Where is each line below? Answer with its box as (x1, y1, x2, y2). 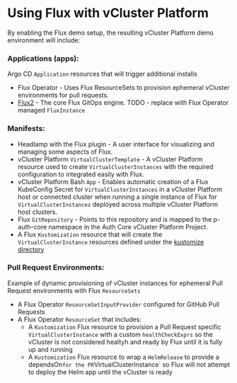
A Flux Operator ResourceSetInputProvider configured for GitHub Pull (17, 299, 220, 309)
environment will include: (7, 35, 81, 44)
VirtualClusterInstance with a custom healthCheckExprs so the (28, 330, 214, 338)
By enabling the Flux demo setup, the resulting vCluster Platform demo (7, 28, 214, 37)
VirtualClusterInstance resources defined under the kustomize (17, 237, 204, 246)
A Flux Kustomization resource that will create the (17, 230, 163, 239)
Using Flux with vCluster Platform (7, 5, 209, 21)
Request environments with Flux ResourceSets (7, 286, 141, 295)
